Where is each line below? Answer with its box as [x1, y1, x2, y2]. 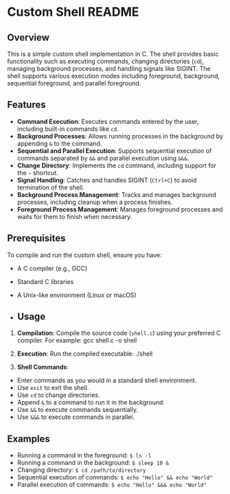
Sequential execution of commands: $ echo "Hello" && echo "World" [16, 473, 213, 482]
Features [7, 99, 46, 111]
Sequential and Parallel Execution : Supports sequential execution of [16, 146, 212, 155]
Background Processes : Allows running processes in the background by [16, 132, 223, 140]
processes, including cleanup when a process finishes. [16, 198, 173, 206]
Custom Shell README [7, 4, 139, 20]
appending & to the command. [16, 139, 102, 147]
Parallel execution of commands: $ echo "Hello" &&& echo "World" [16, 480, 207, 489]
